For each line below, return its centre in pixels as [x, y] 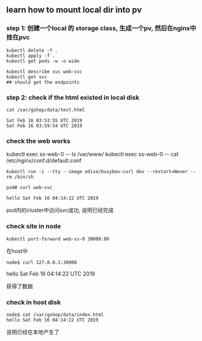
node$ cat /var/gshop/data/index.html [55, 314]
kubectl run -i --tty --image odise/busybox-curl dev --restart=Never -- [101, 172]
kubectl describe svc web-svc [44, 71]
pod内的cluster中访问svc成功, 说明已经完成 [60, 210]
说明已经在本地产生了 [33, 332]
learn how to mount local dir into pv [74, 10]
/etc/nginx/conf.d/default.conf [44, 161]
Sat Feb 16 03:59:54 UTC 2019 [44, 126]
